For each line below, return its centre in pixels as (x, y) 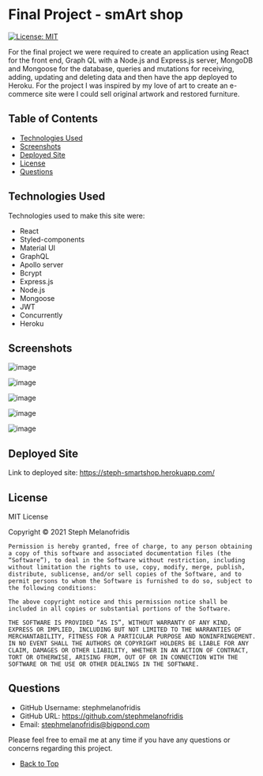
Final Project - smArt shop (96, 15)
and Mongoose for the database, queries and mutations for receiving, (121, 68)
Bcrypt (30, 273)
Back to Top (39, 763)
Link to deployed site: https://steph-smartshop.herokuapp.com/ (111, 473)
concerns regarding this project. (60, 748)
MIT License (28, 517)
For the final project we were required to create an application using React (129, 51)
